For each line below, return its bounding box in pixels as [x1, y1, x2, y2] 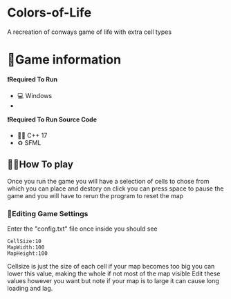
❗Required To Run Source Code [7, 115, 97, 124]
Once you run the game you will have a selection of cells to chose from [7, 177, 210, 185]
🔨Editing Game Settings [7, 209, 89, 218]
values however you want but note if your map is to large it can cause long [7, 276, 219, 284]
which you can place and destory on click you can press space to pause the [7, 184, 224, 193]
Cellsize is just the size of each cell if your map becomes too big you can [7, 262, 215, 270]
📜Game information [7, 52, 122, 68]
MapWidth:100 [7, 244, 45, 251]
